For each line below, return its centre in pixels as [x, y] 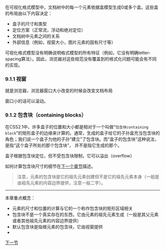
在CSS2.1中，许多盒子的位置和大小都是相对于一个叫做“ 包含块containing [77, 126]
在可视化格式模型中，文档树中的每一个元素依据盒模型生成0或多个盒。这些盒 [82, 7]
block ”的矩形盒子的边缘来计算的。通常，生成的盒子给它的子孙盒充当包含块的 [82, 133]
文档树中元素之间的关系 [36, 36]
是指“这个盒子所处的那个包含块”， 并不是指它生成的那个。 [64, 145]
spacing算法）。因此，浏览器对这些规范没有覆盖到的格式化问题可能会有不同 [81, 59]
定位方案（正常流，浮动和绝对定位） [49, 30]
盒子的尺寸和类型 [29, 24]
